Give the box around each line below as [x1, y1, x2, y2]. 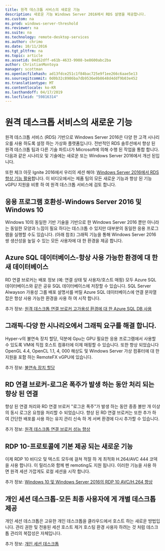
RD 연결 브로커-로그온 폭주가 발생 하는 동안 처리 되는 [5, 380, 155, 389]
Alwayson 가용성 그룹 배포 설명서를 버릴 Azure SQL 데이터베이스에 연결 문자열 [5, 289, 157, 295]
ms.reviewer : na [5, 26, 38, 31]
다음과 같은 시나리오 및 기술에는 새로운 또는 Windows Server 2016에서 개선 [5, 153, 151, 159]
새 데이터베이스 [5, 263, 49, 271]
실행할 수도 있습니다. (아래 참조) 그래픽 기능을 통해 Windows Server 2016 [14, 232, 157, 237]
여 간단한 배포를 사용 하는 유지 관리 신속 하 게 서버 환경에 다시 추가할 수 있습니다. [5, 416, 160, 422]
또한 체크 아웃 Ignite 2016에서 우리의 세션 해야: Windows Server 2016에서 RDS [5, 170, 159, 175]
